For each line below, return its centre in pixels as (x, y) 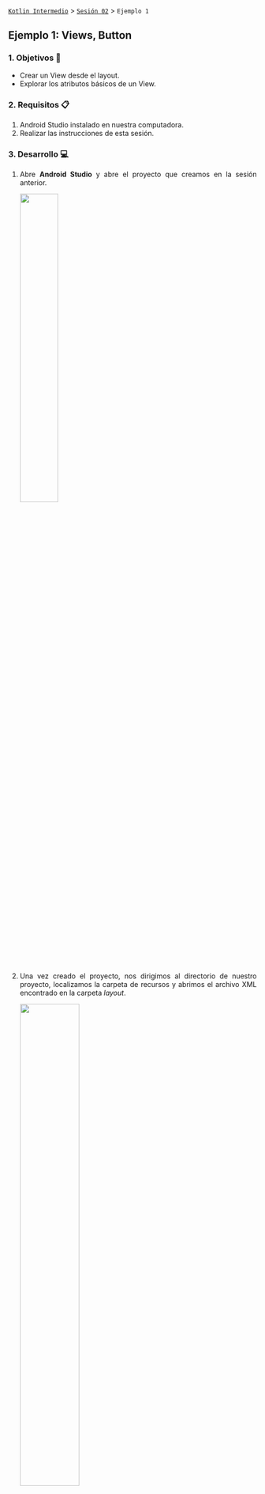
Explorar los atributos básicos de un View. (88, 83)
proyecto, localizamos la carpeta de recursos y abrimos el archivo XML (138, 985)
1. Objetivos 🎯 (35, 58)
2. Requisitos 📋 (39, 104)
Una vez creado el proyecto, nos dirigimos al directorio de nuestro (138, 976)
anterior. (33, 183)
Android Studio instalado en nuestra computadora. (101, 124)
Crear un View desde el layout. (69, 75)
